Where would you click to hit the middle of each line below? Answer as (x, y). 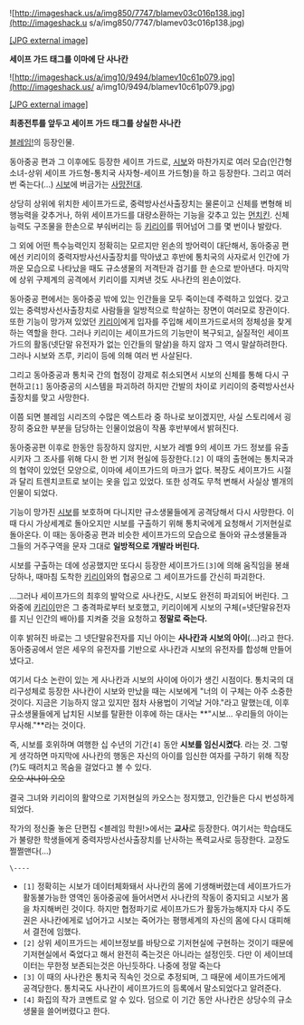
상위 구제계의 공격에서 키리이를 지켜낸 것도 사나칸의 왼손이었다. (130, 279)
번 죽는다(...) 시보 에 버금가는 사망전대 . (76, 184)
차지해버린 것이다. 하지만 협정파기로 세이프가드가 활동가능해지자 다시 (153, 909)
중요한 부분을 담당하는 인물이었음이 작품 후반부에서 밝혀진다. (133, 428)
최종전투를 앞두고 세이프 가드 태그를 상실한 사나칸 (95, 123)
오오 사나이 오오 (38, 778)
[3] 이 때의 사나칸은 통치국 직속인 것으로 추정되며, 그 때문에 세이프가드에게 (154, 977)
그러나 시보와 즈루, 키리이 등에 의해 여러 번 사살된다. (101, 356)
